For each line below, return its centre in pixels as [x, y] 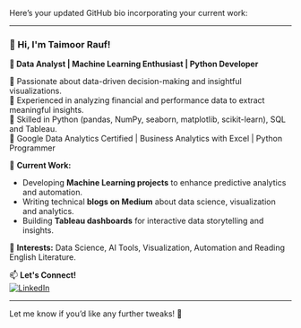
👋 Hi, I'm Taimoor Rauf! [60, 44]
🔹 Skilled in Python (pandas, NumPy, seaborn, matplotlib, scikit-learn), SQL [148, 119]
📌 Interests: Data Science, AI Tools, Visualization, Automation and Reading [147, 248]
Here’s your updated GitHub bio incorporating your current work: [129, 13]
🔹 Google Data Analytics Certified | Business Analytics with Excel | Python [146, 139]
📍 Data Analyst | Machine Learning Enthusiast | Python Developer [134, 64]
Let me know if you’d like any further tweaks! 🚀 [96, 314]
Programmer [33, 148]
